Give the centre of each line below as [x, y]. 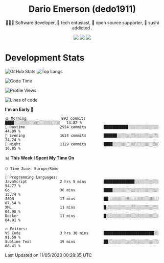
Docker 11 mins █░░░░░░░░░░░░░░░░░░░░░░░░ [82, 216]
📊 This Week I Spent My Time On [40, 158]
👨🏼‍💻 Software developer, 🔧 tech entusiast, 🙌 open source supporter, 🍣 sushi [82, 23]
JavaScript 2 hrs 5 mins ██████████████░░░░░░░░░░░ [82, 182]
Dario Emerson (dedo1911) [82, 9]
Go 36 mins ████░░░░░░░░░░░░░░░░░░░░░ [82, 190]
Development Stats [45, 58]
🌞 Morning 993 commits [45, 118]
